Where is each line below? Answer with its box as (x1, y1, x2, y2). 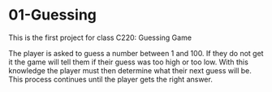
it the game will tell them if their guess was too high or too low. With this (8, 57, 249, 67)
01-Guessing (8, 6, 97, 24)
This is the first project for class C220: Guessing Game (8, 33, 192, 42)
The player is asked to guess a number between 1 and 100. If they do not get (8, 48, 264, 58)
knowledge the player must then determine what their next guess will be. (8, 65, 252, 75)
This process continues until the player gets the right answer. (8, 74, 213, 84)
